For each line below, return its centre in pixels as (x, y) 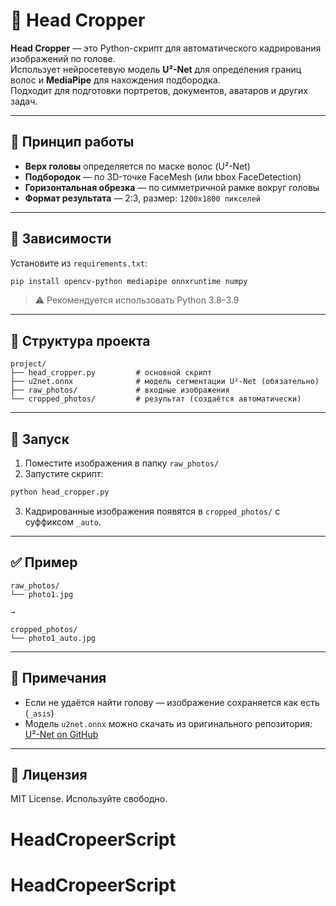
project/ (28, 364)
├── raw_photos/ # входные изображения (120, 390)
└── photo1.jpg (42, 594)
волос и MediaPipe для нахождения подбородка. (115, 80)
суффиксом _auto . (63, 521)
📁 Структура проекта (80, 340)
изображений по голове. (63, 58)
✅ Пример (44, 562)
